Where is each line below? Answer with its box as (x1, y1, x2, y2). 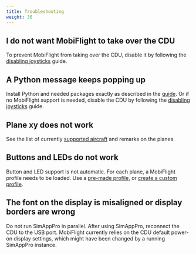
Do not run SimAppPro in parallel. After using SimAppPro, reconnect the (6, 222, 180, 229)
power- (171, 229, 189, 236)
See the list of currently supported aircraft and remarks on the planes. (6, 135, 175, 142)
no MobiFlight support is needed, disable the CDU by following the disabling (6, 96, 190, 103)
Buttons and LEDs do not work (6, 152, 119, 162)
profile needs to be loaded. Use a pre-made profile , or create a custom (6, 174, 177, 181)
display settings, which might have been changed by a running (13, 235, 165, 242)
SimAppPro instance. (6, 241, 57, 248)
